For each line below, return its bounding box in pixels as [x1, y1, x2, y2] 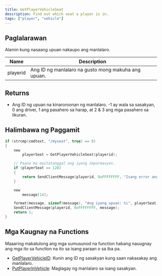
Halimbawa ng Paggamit [5, 126, 80, 134]
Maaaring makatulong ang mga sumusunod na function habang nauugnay [5, 240, 152, 247]
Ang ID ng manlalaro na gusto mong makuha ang [30, 66, 141, 73]
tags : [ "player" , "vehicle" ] [5, 16, 64, 21]
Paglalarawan [5, 34, 47, 42]
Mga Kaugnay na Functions [5, 228, 89, 236]
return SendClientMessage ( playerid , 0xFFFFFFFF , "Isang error [22, 174, 150, 179]
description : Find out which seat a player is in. [5, 12, 109, 16]
